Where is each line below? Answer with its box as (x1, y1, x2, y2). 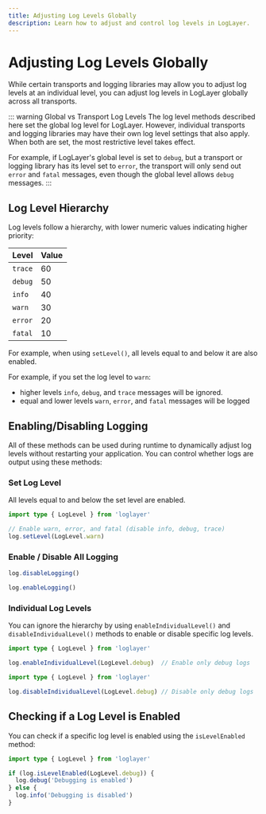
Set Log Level (8, 477, 62, 488)
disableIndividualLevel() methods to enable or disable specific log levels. (8, 629, 254, 639)
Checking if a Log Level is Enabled (8, 710, 181, 723)
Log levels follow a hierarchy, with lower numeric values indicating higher (8, 222, 248, 232)
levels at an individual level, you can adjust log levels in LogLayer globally (8, 88, 249, 98)
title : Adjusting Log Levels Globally (8, 11, 137, 20)
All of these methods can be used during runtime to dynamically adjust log (8, 440, 252, 450)
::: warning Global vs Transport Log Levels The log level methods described (8, 112, 256, 122)
